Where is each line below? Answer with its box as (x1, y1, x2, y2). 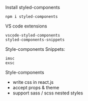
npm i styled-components (5, 14, 58, 19)
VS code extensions (5, 23, 47, 29)
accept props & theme (12, 85, 60, 90)
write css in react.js (12, 79, 54, 85)
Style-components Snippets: (5, 46, 65, 52)
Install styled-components (5, 5, 60, 10)
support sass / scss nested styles (12, 90, 83, 96)
